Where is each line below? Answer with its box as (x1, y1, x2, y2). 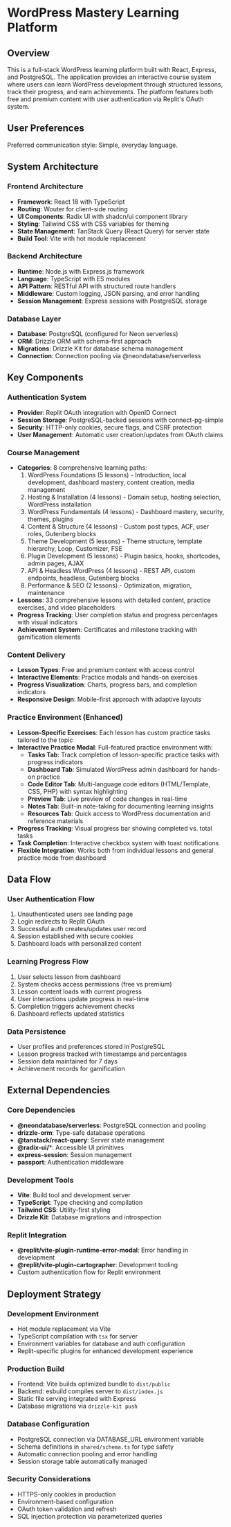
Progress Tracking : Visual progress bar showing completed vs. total (17, 824, 212, 832)
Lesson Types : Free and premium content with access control (17, 666, 195, 674)
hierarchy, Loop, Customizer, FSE (27, 545, 123, 553)
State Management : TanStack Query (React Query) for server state (17, 227, 210, 235)
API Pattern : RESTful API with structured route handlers (17, 282, 176, 290)
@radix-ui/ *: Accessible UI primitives (17, 1143, 124, 1151)
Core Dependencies (7, 1105, 76, 1115)
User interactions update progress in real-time (17, 994, 149, 1003)
